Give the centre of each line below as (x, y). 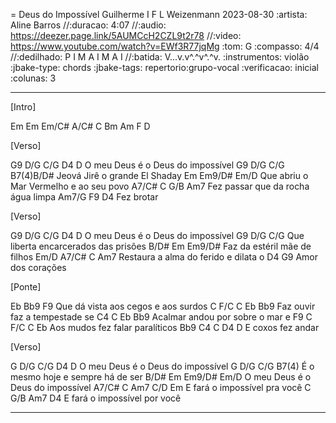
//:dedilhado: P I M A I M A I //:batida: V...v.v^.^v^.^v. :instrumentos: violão (160, 57)
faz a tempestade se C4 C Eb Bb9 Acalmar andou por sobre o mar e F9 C (161, 317)
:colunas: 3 (33, 78)
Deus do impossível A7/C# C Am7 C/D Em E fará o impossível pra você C (161, 387)
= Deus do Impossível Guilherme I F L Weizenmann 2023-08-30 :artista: (159, 14)
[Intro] (23, 107)
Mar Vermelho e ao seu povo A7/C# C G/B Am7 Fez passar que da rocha (160, 186)
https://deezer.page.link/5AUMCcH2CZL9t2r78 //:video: (126, 35)
